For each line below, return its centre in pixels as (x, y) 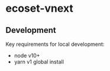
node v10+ (27, 55)
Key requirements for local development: (55, 44)
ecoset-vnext (39, 9)
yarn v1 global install (39, 62)
